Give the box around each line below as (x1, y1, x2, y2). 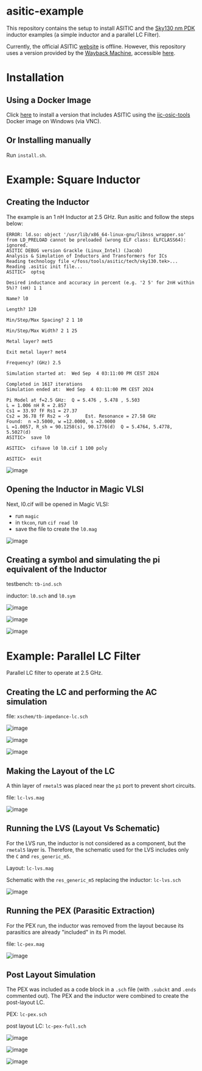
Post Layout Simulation (6, 969, 96, 980)
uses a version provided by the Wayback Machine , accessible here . (6, 49, 176, 56)
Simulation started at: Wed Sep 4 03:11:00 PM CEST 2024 (6, 370, 159, 377)
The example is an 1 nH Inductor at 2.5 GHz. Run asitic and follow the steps (6, 213, 195, 220)
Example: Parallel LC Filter (6, 649, 141, 663)
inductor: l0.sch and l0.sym (6, 592, 76, 599)
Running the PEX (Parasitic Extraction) (6, 906, 155, 916)
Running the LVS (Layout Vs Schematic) (6, 823, 160, 834)
